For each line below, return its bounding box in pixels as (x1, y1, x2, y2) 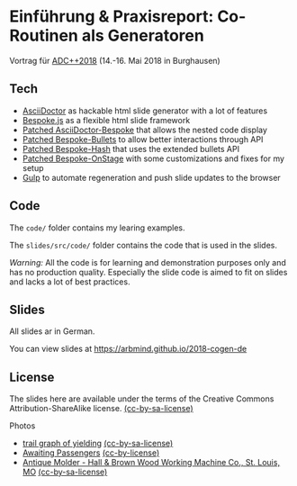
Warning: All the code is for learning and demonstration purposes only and (9, 256, 286, 267)
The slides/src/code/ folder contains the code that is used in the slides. (9, 239, 277, 250)
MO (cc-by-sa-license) (22, 466, 108, 478)
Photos (9, 420, 36, 431)
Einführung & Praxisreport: (9, 6, 214, 27)
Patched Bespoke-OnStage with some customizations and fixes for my (22, 153, 285, 164)
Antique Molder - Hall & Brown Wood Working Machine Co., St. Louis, (22, 457, 281, 468)
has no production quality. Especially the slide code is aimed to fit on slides (9, 266, 288, 277)
